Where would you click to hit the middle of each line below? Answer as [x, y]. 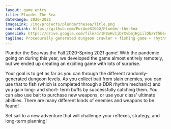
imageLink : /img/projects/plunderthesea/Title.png [60, 24]
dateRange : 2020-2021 [28, 19]
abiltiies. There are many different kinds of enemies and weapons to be [80, 100]
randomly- [137, 73]
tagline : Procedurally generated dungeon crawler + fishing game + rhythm [86, 39]
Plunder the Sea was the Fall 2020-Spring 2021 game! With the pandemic [82, 53]
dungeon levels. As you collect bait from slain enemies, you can [95, 79]
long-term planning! [26, 121]
